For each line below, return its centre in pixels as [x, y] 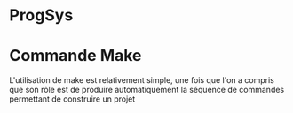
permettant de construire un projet [72, 99]
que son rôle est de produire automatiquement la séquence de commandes [147, 90]
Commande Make [75, 56]
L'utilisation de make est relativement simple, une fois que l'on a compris [142, 80]
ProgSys [41, 15]
